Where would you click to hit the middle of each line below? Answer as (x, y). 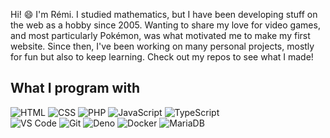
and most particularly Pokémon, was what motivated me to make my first (160, 35)
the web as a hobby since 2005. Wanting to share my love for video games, (165, 25)
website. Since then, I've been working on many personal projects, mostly (162, 46)
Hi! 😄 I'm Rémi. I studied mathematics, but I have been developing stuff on (164, 14)
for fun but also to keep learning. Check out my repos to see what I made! (162, 57)
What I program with (75, 88)
